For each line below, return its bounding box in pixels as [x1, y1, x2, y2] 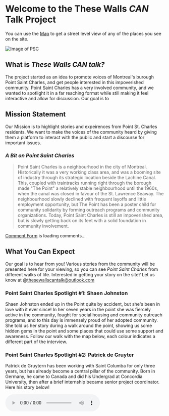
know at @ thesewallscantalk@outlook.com [5, 277, 95, 283]
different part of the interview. [5, 339, 67, 345]
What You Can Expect [5, 247, 75, 256]
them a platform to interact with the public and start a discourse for [5, 134, 145, 140]
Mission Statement [5, 110, 66, 119]
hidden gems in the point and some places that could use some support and [5, 327, 163, 334]
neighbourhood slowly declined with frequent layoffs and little [17, 196, 146, 202]
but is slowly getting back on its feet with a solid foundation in [17, 217, 146, 223]
